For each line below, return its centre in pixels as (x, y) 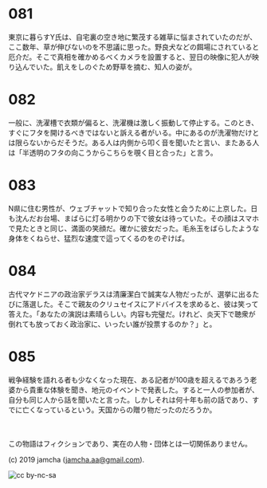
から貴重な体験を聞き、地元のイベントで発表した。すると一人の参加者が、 (137, 390)
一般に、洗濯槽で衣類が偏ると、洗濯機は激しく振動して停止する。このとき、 (133, 122)
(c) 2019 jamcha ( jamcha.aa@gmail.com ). (77, 459)
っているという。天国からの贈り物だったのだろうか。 (130, 409)
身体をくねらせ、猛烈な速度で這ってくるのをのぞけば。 (99, 238)
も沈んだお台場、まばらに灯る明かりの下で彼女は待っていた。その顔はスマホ (133, 218)
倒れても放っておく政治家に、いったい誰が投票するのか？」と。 (112, 324)
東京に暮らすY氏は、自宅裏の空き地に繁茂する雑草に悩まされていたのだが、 (133, 37)
